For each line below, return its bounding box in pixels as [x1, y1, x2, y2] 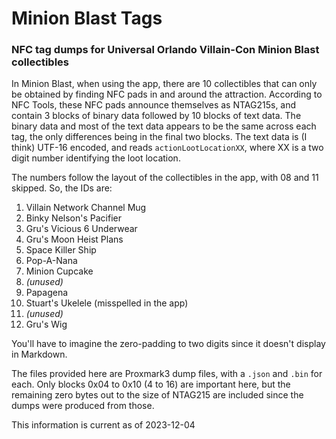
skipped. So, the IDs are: [11, 182, 113, 194]
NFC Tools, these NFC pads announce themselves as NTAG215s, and [11, 99, 297, 111]
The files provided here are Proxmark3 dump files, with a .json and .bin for [11, 368, 323, 380]
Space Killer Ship [25, 244, 97, 256]
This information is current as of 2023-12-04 [11, 419, 196, 431]
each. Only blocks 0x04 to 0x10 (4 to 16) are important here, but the [11, 378, 291, 391]
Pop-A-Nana [25, 255, 78, 267]
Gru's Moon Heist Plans [25, 233, 124, 246]
